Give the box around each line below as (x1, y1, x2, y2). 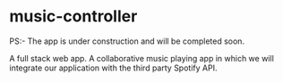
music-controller (9, 6, 138, 27)
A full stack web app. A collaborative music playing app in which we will (9, 53, 275, 63)
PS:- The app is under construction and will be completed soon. (9, 36, 244, 46)
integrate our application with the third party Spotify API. (9, 62, 218, 73)
